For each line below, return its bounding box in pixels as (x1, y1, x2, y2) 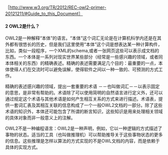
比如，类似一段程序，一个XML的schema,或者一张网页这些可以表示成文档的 (5, 48, 159, 54)
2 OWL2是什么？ (5, 23, 40, 29)
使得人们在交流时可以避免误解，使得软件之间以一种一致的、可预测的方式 (9, 67, 158, 73)
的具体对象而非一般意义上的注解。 (5, 115, 75, 121)
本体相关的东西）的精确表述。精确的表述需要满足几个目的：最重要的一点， (5, 60, 158, 66)
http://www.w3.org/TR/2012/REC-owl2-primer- (9, 5, 106, 10)
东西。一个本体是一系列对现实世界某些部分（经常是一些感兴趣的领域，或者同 (5, 54, 163, 60)
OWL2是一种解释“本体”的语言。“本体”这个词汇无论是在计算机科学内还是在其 (5, 35, 161, 41)
